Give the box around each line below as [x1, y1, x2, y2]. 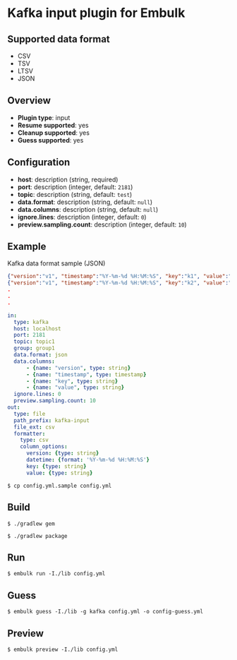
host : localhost [13, 325, 61, 332]
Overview [7, 95, 51, 107]
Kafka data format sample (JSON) [7, 259, 106, 268]
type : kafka [13, 318, 49, 325]
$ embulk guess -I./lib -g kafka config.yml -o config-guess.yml [7, 608, 203, 616]
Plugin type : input [17, 113, 71, 121]
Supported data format [7, 33, 111, 45]
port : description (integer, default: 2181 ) [17, 182, 133, 191]
